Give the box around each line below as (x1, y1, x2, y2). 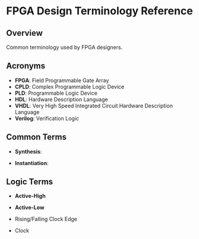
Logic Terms (6, 177, 53, 187)
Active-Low (14, 204, 45, 211)
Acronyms (6, 61, 46, 71)
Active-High (14, 193, 46, 200)
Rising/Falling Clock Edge (14, 216, 77, 223)
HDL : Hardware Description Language (14, 95, 108, 103)
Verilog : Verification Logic (14, 114, 79, 122)
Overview (6, 28, 43, 38)
